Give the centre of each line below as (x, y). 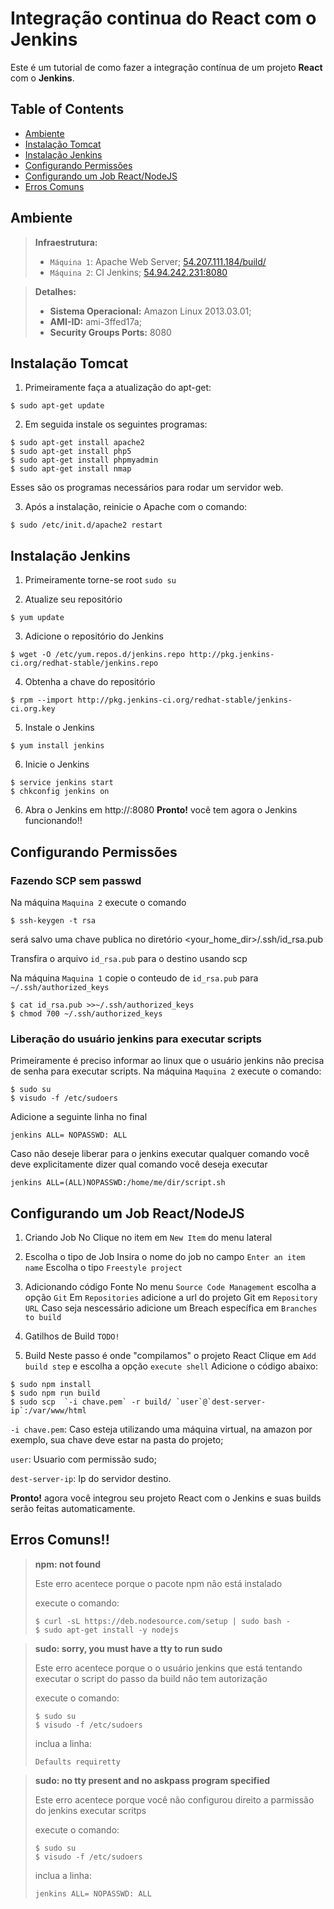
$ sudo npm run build (55, 1393)
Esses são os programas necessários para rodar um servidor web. (147, 488)
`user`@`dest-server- (221, 1402)
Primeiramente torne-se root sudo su (100, 580)
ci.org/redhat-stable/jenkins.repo (84, 663)
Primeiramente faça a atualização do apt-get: (118, 388)
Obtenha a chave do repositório (90, 682)
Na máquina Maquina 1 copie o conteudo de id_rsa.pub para (134, 978)
